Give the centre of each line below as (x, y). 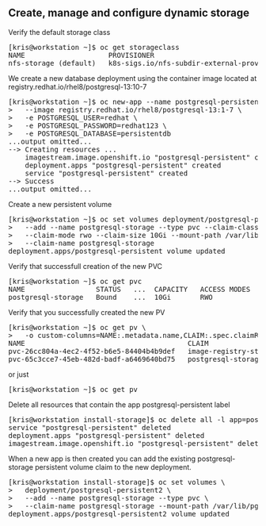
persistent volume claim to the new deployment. (113, 466)
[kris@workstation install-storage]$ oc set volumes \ (117, 482)
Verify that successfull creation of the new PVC (85, 266)
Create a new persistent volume (60, 204)
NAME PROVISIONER (82, 55)
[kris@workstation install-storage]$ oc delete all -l (117, 419)
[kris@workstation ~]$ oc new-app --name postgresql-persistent (136, 102)
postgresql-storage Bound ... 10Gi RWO (111, 297)
